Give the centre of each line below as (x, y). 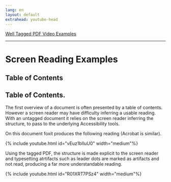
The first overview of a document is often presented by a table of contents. (84, 107)
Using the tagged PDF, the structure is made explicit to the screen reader (82, 153)
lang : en (15, 10)
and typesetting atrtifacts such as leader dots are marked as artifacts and (82, 159)
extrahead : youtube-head (32, 19)
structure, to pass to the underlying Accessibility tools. (63, 124)
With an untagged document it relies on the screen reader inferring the (79, 118)
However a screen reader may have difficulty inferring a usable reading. (81, 113)
